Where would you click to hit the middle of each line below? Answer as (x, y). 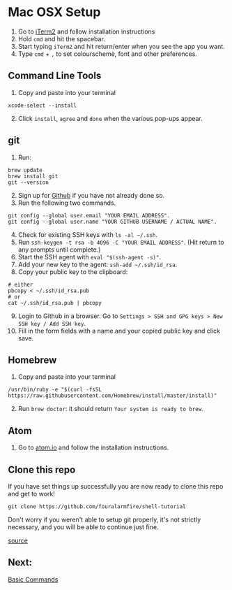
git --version (29, 182)
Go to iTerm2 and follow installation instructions (86, 31)
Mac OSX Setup (54, 12)
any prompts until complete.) (59, 250)
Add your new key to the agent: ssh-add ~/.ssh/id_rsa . (98, 264)
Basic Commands (33, 579)
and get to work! (31, 494)
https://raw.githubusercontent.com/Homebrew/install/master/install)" (113, 396)
